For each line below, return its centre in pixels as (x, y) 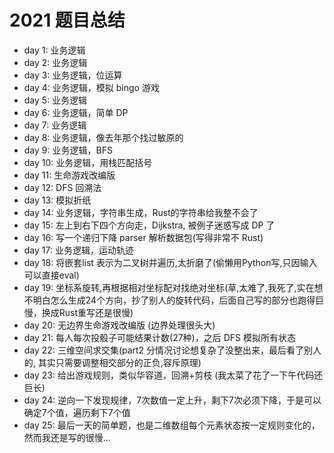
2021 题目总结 (67, 20)
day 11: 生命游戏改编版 (69, 175)
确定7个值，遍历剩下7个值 (77, 412)
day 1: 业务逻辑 (54, 50)
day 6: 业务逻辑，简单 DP (76, 112)
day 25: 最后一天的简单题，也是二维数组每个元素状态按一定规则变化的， (172, 425)
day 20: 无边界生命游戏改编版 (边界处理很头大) (119, 325)
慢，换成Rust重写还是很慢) (78, 312)
